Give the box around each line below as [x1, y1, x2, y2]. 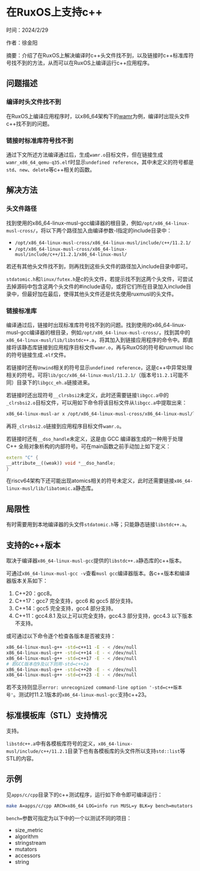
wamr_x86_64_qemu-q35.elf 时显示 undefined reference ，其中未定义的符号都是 [6, 158, 194, 165]
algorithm [14, 833, 39, 840]
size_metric [14, 826, 43, 833]
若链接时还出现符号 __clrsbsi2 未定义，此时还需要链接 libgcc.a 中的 [6, 391, 169, 398]
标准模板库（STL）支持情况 [6, 710, 107, 720]
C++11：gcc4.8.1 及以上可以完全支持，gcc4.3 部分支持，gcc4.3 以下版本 [14, 612, 193, 619]
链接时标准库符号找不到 [6, 136, 73, 145]
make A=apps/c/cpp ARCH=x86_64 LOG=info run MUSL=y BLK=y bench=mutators [6, 803, 193, 809]
